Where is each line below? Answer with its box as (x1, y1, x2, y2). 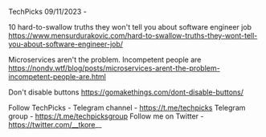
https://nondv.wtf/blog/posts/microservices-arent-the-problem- (8, 63, 220, 73)
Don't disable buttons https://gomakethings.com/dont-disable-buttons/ (8, 87, 243, 97)
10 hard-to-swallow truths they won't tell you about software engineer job (8, 22, 252, 31)
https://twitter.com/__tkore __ (8, 120, 102, 129)
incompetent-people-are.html (8, 72, 106, 81)
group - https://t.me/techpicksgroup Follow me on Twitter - (8, 111, 204, 121)
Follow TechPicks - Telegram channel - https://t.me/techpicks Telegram (8, 103, 246, 112)
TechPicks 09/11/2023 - (8, 7, 87, 16)
